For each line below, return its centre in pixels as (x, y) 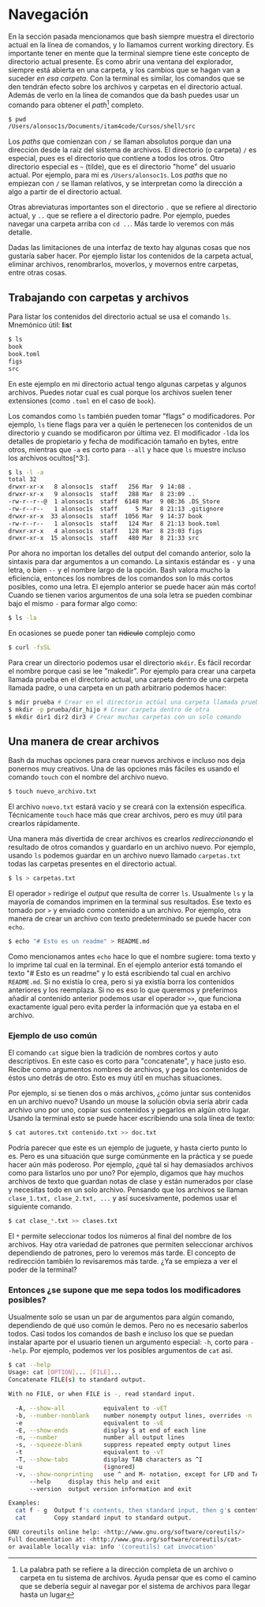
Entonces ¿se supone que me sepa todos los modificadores (125, 1290)
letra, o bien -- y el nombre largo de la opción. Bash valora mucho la (119, 570)
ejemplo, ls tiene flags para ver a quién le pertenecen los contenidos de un (131, 424)
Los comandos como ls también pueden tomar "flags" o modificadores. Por (132, 416)
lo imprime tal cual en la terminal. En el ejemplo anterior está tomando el (125, 965)
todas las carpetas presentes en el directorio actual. (93, 864)
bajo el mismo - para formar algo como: (73, 604)
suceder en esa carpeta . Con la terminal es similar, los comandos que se (127, 78)
